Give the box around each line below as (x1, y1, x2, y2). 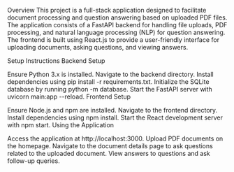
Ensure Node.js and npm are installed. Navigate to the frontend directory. (7, 106, 218, 114)
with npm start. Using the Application (7, 121, 114, 129)
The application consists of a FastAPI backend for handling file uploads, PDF (7, 21, 228, 29)
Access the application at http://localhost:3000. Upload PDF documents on (7, 134, 224, 143)
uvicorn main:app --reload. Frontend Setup (7, 92, 131, 101)
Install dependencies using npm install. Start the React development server (7, 113, 224, 122)
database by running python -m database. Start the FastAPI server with (7, 85, 213, 93)
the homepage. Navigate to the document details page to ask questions (7, 142, 213, 150)
